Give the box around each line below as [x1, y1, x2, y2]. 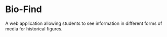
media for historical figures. [5, 25, 63, 31]
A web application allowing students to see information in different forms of [5, 20, 162, 26]
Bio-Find [5, 4, 42, 15]
